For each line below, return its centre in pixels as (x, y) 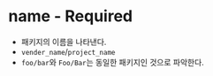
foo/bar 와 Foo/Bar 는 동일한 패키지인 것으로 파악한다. (112, 62)
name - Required (71, 16)
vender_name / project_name (68, 51)
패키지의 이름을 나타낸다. (64, 42)
